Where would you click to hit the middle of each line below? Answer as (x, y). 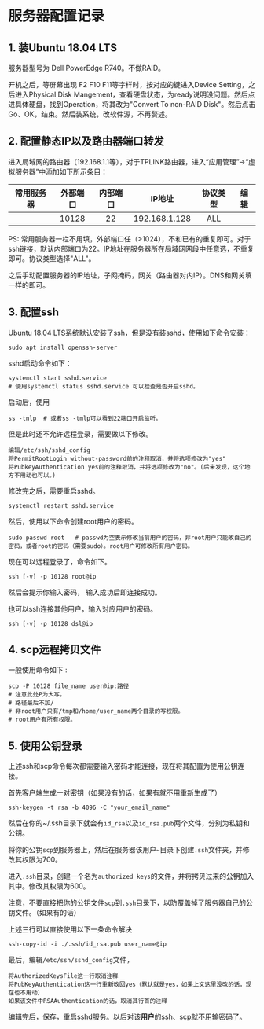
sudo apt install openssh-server (63, 347)
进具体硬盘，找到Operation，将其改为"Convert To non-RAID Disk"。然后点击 (132, 104)
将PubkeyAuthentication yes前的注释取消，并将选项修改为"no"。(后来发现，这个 (126, 467)
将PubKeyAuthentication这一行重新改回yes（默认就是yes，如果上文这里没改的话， (127, 985)
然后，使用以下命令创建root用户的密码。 (73, 521)
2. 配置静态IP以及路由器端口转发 (86, 141)
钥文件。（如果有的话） (44, 913)
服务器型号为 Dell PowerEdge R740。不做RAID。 (86, 68)
